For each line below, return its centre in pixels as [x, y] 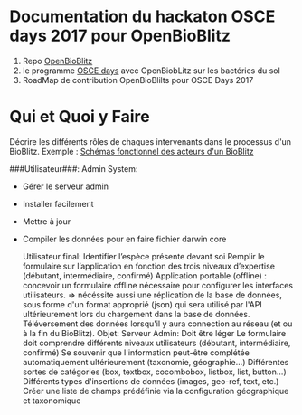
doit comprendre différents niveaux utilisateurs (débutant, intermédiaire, [156, 343]
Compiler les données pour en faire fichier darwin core [124, 239]
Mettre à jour [47, 221]
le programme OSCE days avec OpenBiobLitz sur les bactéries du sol [151, 71]
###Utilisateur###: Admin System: [74, 168]
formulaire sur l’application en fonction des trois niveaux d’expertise [149, 266]
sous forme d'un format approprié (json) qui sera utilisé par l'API [142, 304]
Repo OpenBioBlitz [57, 61]
